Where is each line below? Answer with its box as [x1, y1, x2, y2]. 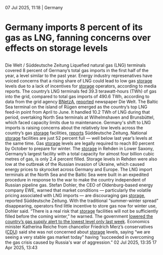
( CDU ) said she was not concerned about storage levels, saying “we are [5, 229, 151, 235]
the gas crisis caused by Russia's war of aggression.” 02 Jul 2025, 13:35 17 [5, 239, 157, 245]
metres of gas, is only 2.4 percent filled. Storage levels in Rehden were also [5, 156, 158, 162]
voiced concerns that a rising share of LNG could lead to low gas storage [5, 77, 153, 83]
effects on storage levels [5, 43, 108, 54]
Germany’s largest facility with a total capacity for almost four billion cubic [5, 151, 155, 156]
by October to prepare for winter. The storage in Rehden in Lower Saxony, [5, 145, 154, 152]
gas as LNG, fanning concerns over [5, 32, 151, 44]
